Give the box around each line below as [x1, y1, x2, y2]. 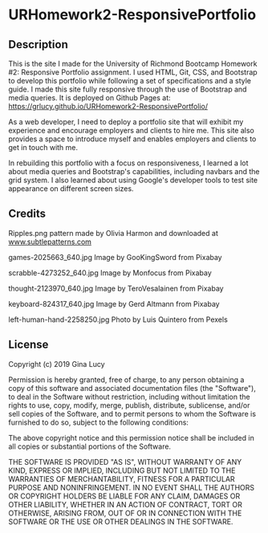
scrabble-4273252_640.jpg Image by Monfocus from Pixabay [8, 267, 213, 278]
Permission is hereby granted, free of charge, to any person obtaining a [8, 375, 245, 384]
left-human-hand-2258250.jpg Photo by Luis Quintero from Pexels [8, 315, 229, 324]
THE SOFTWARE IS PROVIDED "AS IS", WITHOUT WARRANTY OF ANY [8, 457, 242, 466]
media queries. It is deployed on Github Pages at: [8, 93, 171, 102]
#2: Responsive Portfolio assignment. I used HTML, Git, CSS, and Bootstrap [8, 67, 258, 77]
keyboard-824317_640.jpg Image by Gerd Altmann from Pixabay [8, 299, 220, 308]
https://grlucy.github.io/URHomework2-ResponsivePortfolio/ [8, 102, 209, 111]
